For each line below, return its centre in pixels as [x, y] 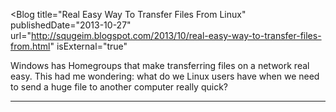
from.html [30, 46]
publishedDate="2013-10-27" [71, 25]
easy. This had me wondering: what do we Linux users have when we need [165, 76]
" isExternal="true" [88, 46]
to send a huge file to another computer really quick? [119, 87]
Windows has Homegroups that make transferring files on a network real [160, 65]
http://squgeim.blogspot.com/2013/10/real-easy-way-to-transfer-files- [176, 35]
